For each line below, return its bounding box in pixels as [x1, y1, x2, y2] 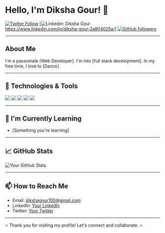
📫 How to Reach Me [5, 182, 68, 190]
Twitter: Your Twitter [12, 208, 54, 213]
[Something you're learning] [12, 127, 70, 133]
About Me [5, 45, 36, 53]
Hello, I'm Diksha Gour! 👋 [5, 4, 109, 16]
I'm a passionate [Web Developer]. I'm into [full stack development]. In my [5, 58, 155, 63]
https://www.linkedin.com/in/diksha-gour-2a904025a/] [5, 26, 117, 31]
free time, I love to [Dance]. [5, 63, 60, 69]
